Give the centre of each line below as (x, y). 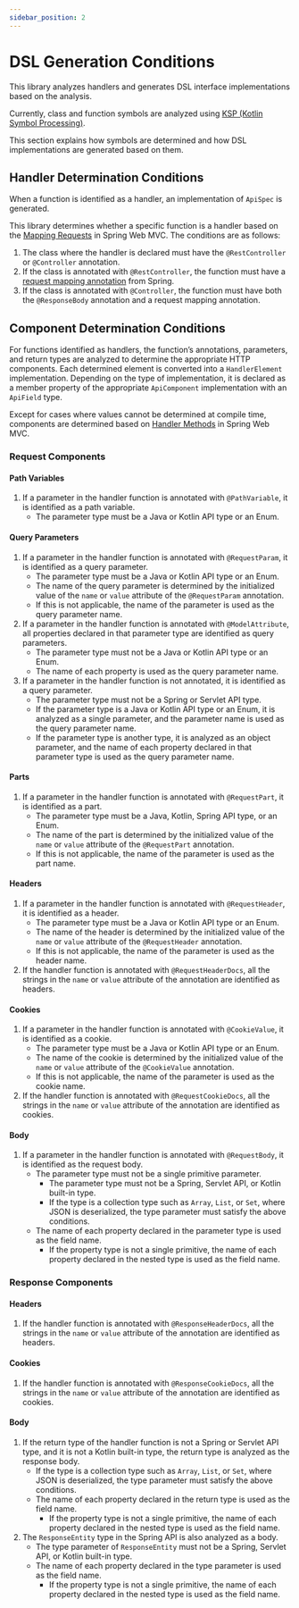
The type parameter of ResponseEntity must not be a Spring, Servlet (161, 1546)
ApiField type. (36, 398)
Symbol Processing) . (48, 122)
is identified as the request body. (83, 1164)
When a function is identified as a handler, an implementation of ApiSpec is (146, 199)
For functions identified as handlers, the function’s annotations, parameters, (149, 350)
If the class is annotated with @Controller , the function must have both (152, 290)
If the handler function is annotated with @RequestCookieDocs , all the (146, 1096)
